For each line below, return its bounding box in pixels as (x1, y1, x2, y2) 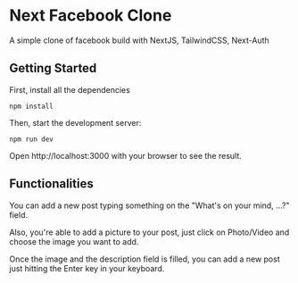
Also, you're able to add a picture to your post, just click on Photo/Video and (9, 227, 290, 237)
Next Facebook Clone (9, 5, 172, 26)
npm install (9, 102, 54, 111)
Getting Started (9, 61, 97, 76)
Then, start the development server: (9, 117, 142, 128)
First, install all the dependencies (9, 84, 131, 95)
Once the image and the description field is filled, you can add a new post (9, 254, 280, 264)
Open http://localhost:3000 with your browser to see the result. (9, 150, 243, 161)
